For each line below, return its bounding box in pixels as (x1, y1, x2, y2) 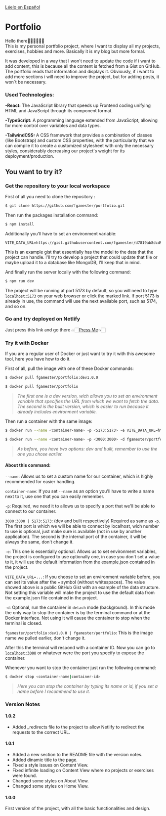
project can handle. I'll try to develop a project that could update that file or (5, 254, 158, 260)
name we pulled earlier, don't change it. (5, 635, 86, 641)
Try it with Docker (5, 339, 49, 346)
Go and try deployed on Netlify (5, 316, 81, 322)
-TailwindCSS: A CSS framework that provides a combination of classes (5, 132, 152, 138)
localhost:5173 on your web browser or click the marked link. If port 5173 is (5, 293, 160, 299)
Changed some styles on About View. (12, 778, 89, 784)
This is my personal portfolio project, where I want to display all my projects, (5, 43, 161, 49)
